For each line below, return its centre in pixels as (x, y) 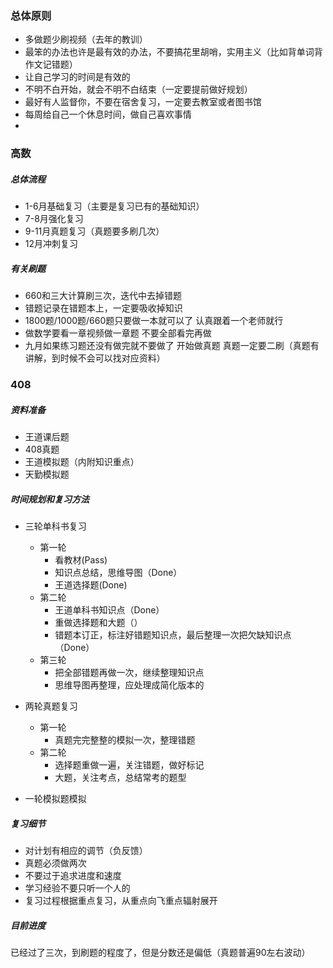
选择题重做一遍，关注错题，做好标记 (129, 765)
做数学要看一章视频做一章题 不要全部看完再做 (118, 333)
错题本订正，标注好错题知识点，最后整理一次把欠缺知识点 (173, 635)
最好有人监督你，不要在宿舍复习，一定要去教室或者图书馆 (143, 102)
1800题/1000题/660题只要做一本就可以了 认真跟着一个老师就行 (154, 321)
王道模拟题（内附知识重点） (82, 462)
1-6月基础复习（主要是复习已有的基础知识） (114, 206)
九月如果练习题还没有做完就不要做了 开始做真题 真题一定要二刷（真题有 (172, 346)
